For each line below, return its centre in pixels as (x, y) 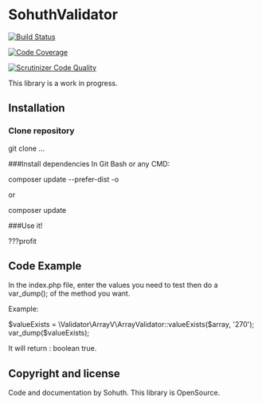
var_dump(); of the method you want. (69, 293)
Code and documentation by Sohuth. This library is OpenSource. (114, 393)
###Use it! (25, 226)
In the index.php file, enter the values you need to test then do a (113, 285)
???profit (23, 241)
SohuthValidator (63, 15)
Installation (37, 108)
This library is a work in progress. (63, 83)
